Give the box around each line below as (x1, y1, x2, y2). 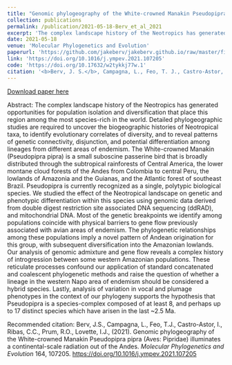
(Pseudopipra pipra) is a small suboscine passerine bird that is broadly (7, 152, 208, 160)
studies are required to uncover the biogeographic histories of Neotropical (7, 123, 219, 131)
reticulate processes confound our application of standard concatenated (7, 262, 214, 271)
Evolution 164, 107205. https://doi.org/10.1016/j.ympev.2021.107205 (7, 349, 197, 357)
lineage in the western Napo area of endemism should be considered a (7, 277, 209, 285)
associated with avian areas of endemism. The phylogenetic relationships (7, 226, 216, 234)
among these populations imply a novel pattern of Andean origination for (7, 233, 214, 241)
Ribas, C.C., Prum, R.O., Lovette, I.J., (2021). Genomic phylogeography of (7, 327, 215, 336)
